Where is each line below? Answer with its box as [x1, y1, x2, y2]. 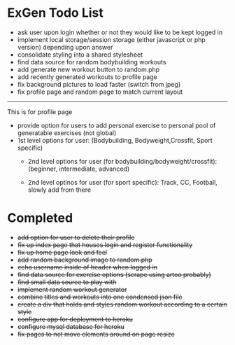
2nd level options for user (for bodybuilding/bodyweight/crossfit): [27, 157, 218, 165]
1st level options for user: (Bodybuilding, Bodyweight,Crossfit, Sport [17, 136, 213, 144]
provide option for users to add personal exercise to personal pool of [17, 121, 216, 129]
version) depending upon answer [17, 43, 113, 51]
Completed [7, 210, 73, 226]
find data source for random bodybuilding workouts [17, 57, 166, 66]
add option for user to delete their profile [17, 233, 135, 241]
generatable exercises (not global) [17, 128, 117, 137]
